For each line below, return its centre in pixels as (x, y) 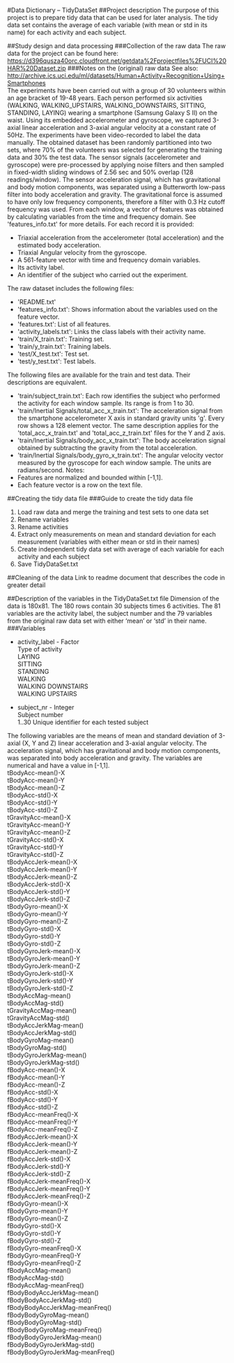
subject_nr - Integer (46, 707)
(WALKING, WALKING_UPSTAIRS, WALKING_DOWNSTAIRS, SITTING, (107, 105)
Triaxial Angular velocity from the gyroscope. (82, 252)
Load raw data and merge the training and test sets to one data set (113, 512)
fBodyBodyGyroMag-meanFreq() (55, 1330)
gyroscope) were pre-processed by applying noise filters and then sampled (116, 165)
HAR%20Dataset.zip (37, 68)
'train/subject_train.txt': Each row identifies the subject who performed (119, 396)
